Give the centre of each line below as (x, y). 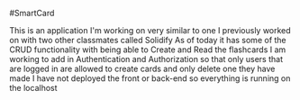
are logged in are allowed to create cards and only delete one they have (142, 68)
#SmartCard (32, 13)
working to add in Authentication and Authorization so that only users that (146, 59)
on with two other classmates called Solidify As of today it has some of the (148, 40)
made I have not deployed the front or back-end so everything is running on (150, 78)
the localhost (33, 88)
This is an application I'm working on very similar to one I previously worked (150, 30)
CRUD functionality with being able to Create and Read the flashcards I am (148, 50)
